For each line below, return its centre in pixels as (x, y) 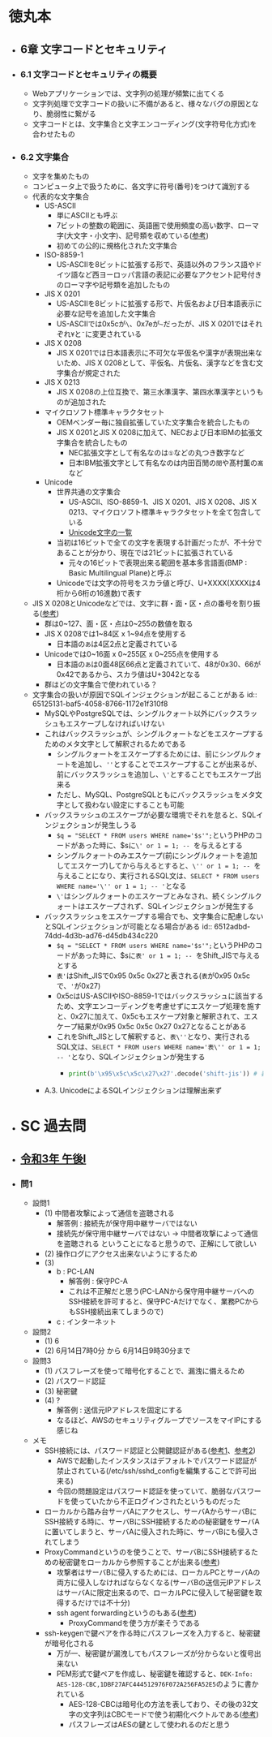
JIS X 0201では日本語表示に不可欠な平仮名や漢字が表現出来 (156, 353)
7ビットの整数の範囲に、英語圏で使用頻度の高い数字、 (147, 226)
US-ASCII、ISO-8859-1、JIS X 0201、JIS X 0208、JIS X (163, 502)
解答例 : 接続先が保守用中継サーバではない (127, 1223)
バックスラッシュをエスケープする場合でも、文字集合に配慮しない (154, 916)
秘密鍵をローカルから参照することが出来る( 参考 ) (139, 1562)
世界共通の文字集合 (89, 492)
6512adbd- (232, 927)
